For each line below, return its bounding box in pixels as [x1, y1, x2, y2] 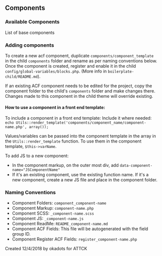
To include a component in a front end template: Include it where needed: [5, 115, 152, 121]
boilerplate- [108, 69, 134, 74]
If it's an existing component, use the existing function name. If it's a [12, 172, 149, 178]
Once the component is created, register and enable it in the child [5, 63, 136, 69]
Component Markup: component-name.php [12, 205, 94, 211]
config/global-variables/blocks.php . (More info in [5, 68, 107, 74]
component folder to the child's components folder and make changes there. [5, 88, 156, 94]
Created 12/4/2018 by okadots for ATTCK [5, 246, 87, 252]
